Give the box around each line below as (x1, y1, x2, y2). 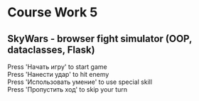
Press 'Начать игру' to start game (7, 63, 108, 71)
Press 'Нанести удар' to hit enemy (7, 70, 109, 78)
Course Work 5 (7, 4, 98, 21)
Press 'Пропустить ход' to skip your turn (7, 85, 128, 93)
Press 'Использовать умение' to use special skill (7, 78, 153, 86)
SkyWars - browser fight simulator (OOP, (7, 33, 193, 45)
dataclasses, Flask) (7, 43, 95, 55)
